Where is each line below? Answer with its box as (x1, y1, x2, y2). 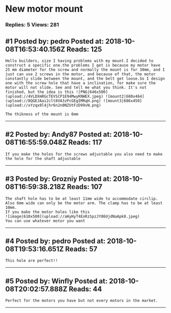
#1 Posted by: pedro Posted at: (5, 37, 104, 46)
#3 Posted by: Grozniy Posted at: (5, 175, 112, 183)
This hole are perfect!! (5, 258, 58, 263)
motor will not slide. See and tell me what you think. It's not (5, 85, 147, 90)
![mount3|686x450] (103, 98, 142, 103)
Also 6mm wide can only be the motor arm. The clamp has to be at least (5, 200, 163, 206)
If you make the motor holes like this (5, 209, 90, 214)
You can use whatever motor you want (5, 218, 85, 224)
